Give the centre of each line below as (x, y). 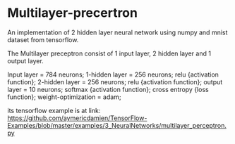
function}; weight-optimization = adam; (64, 97)
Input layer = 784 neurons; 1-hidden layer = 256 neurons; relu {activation (113, 74)
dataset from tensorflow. (43, 39)
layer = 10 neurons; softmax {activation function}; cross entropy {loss (108, 89)
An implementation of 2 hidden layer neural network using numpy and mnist (117, 32)
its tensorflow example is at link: (54, 110)
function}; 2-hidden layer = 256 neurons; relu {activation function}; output (115, 81)
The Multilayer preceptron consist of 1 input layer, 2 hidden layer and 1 (109, 53)
